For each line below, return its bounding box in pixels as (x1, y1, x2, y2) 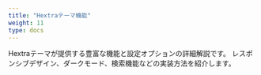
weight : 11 (8, 19, 44, 27)
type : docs (8, 26, 44, 34)
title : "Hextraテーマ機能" (8, 11, 91, 20)
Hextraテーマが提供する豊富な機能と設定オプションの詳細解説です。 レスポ (8, 49, 253, 58)
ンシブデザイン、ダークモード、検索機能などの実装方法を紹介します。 (8, 58, 236, 68)
